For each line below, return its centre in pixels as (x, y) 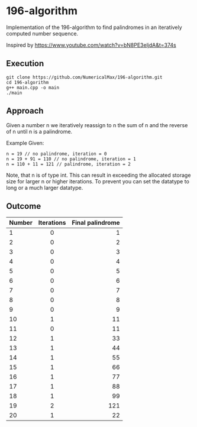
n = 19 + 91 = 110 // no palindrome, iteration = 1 (71, 159)
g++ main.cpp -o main (33, 88)
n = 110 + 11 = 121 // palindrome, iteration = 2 (69, 164)
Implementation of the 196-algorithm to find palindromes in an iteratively (94, 27)
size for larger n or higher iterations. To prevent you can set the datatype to (98, 181)
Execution (25, 64)
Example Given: (25, 143)
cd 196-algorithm (28, 82)
